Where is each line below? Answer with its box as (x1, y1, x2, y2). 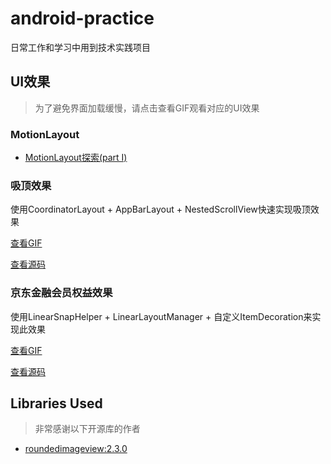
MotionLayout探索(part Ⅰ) (24, 152, 128, 164)
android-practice (10, 7, 155, 30)
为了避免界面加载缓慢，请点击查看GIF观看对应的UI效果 (34, 102, 260, 114)
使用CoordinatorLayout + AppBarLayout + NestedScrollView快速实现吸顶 (10, 203, 311, 216)
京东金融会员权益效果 (10, 286, 113, 300)
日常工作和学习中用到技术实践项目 (10, 41, 151, 53)
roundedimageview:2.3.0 (24, 443, 128, 455)
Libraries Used (10, 395, 103, 412)
